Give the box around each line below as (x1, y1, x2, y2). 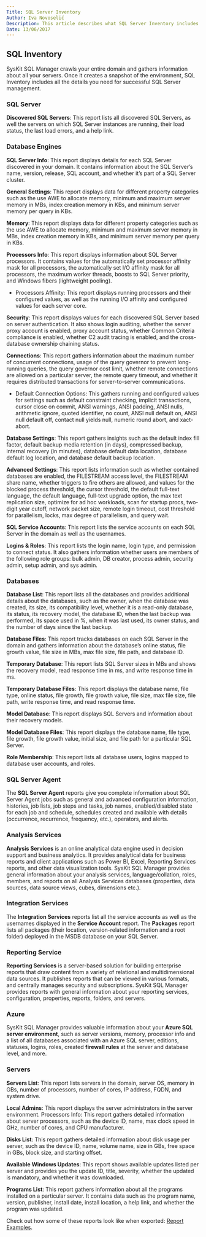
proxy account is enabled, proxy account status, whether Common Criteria (6, 327, 195, 334)
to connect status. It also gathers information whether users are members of (6, 548, 199, 556)
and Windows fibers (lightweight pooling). (6, 277, 112, 284)
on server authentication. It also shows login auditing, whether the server (6, 320, 191, 327)
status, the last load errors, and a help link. (6, 127, 114, 135)
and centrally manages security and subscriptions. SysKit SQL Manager (6, 981, 188, 989)
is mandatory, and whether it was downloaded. (6, 1174, 124, 1181)
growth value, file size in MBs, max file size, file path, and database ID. (6, 648, 185, 655)
